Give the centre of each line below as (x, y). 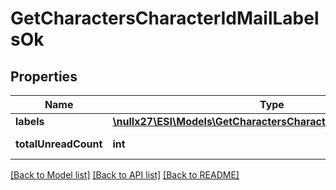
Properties (44, 76)
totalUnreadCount (59, 144)
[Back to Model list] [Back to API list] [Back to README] (125, 175)
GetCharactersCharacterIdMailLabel (165, 18)
